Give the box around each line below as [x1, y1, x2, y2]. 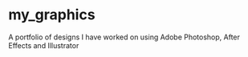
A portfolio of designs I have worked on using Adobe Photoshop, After [8, 32, 241, 42]
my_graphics [8, 6, 96, 24]
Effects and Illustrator [8, 40, 79, 50]
